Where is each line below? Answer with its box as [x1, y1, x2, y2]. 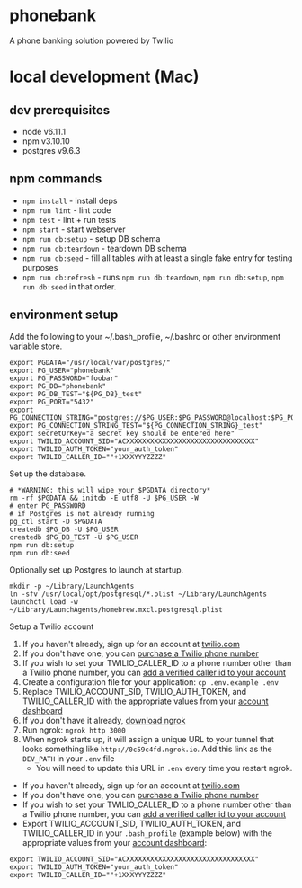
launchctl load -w [9, 597, 78, 607]
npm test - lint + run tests [22, 214, 117, 225]
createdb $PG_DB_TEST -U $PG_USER [9, 532, 139, 542]
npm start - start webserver [22, 224, 126, 235]
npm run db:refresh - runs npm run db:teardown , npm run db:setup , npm [22, 271, 285, 282]
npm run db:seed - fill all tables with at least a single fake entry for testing [22, 253, 293, 263]
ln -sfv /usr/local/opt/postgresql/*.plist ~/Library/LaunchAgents [9, 590, 268, 599]
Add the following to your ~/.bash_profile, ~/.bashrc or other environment [9, 331, 281, 342]
